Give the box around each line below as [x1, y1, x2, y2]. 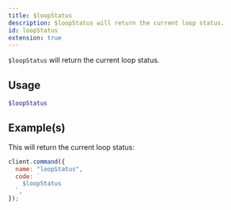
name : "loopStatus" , [15, 165, 83, 173]
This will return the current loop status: [8, 142, 134, 151]
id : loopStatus [8, 26, 59, 34]
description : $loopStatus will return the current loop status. [8, 19, 225, 27]
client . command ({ [8, 158, 66, 166]
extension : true [8, 33, 62, 42]
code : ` [15, 172, 41, 181]
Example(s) [8, 121, 66, 135]
